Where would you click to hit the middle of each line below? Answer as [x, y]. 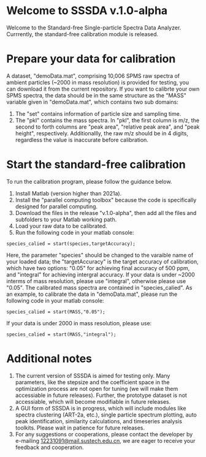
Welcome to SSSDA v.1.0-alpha [87, 11]
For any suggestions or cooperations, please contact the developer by [104, 434]
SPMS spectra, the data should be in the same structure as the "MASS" [97, 95]
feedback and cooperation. [49, 447]
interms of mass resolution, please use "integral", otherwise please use [96, 281]
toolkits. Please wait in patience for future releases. [80, 428]
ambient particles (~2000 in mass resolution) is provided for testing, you [97, 82]
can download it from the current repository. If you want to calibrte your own [103, 89]
